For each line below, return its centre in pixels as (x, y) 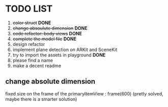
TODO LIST (29, 9)
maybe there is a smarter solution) (41, 99)
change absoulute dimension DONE (50, 28)
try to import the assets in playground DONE (59, 55)
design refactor (29, 44)
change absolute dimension (50, 82)
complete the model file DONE (44, 39)
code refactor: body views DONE (47, 33)
